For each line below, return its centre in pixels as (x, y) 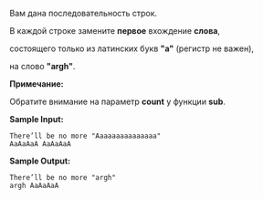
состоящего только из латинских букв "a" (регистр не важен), (131, 48)
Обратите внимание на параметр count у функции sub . (118, 101)
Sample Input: (37, 119)
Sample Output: (40, 161)
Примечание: (37, 84)
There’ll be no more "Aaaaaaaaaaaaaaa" (85, 136)
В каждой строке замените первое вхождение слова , (115, 31)
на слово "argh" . (42, 66)
